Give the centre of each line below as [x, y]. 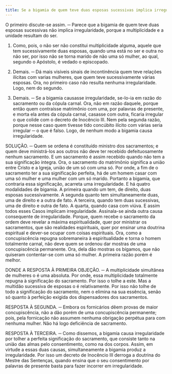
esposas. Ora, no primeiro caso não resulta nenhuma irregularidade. [85, 82]
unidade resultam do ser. [31, 35]
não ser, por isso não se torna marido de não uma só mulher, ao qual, [86, 56]
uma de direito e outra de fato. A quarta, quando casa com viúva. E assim [83, 206]
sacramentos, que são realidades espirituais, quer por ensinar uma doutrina [85, 227]
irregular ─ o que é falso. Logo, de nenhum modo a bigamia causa [82, 130]
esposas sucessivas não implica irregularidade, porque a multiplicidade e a [84, 30]
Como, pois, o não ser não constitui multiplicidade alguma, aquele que [87, 45]
